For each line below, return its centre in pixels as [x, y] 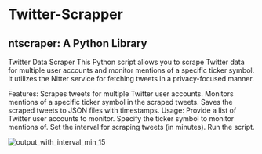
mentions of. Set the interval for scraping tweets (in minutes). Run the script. [131, 127]
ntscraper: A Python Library [78, 43]
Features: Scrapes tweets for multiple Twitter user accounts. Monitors [121, 94]
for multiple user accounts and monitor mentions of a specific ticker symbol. [131, 70]
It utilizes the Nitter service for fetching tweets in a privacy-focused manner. [131, 79]
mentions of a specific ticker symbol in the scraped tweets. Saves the [120, 102]
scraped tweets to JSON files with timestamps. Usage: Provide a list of [122, 110]
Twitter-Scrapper [65, 14]
